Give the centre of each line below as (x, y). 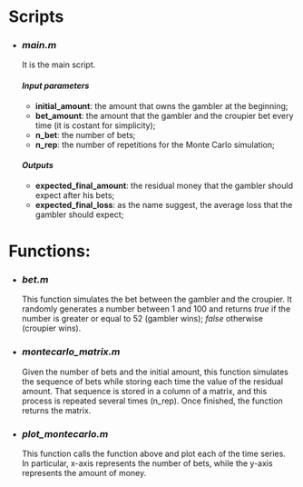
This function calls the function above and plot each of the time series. (154, 453)
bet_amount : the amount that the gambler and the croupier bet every (164, 115)
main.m (39, 45)
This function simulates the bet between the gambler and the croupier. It (156, 299)
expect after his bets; (75, 195)
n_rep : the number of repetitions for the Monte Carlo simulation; (155, 144)
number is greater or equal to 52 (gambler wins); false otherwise (142, 319)
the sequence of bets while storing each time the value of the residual (152, 381)
